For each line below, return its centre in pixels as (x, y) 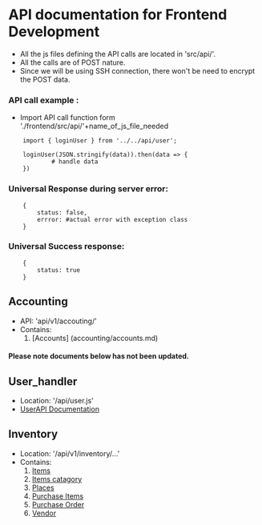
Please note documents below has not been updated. (99, 356)
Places (43, 487)
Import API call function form (68, 118)
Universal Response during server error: (88, 189)
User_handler (43, 381)
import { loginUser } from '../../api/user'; (100, 141)
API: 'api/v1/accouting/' (58, 321)
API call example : (44, 100)
